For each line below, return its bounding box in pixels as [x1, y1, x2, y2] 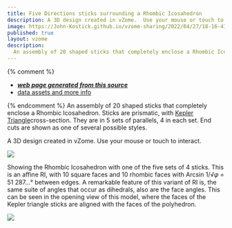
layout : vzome [7, 36, 48, 43]
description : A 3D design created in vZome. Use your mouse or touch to [7, 17, 224, 23]
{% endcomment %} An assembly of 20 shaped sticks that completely [7, 101, 207, 110]
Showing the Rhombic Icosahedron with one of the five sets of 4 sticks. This [7, 163, 224, 171]
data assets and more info [17, 87, 92, 96]
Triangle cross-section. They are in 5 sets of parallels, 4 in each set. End [7, 116, 212, 124]
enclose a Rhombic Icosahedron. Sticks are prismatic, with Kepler [7, 108, 194, 117]
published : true [7, 29, 54, 37]
